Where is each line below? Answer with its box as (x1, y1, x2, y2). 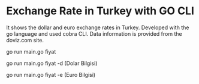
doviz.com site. (6, 36, 44, 43)
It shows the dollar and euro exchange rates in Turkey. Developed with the (6, 24, 189, 31)
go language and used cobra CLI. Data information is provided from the (6, 30, 182, 37)
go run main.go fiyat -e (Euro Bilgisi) (6, 71, 96, 78)
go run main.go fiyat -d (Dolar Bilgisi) (6, 60, 98, 67)
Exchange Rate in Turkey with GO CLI (6, 4, 195, 18)
